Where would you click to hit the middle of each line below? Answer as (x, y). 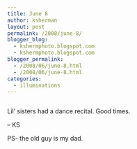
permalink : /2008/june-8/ (45, 33)
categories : (24, 79)
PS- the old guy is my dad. (45, 139)
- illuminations (37, 85)
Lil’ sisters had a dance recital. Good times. (69, 111)
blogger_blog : (28, 40)
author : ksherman (32, 20)
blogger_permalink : (35, 59)
